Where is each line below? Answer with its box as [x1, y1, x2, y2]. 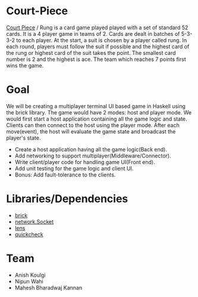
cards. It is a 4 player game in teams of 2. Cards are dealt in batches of [6, 30, 180, 37]
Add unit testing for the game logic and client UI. [14, 165, 134, 172]
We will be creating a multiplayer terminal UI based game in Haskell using [6, 103, 186, 110]
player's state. [6, 134, 41, 141]
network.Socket [14, 218, 54, 225]
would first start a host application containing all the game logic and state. [6, 115, 187, 122]
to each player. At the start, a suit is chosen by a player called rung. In [16, 36, 187, 44]
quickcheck [14, 231, 43, 238]
